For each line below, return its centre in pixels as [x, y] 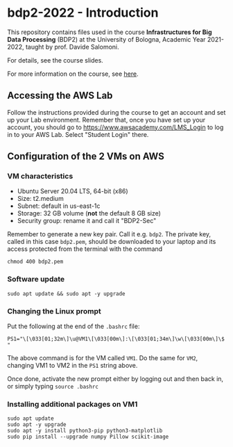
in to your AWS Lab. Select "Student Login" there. [78, 134]
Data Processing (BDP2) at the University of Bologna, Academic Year [106, 39]
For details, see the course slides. [55, 60]
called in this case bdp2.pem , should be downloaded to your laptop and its [112, 242]
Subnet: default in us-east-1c [59, 206]
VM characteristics [40, 177]
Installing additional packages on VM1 [72, 404]
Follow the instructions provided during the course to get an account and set [116, 112]
